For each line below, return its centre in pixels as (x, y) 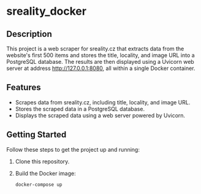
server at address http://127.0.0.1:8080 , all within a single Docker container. (101, 68)
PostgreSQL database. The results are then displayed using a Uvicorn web (100, 62)
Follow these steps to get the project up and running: (73, 149)
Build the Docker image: (46, 173)
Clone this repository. (42, 161)
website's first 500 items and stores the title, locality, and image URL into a (100, 55)
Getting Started (36, 135)
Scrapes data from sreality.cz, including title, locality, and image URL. (103, 102)
